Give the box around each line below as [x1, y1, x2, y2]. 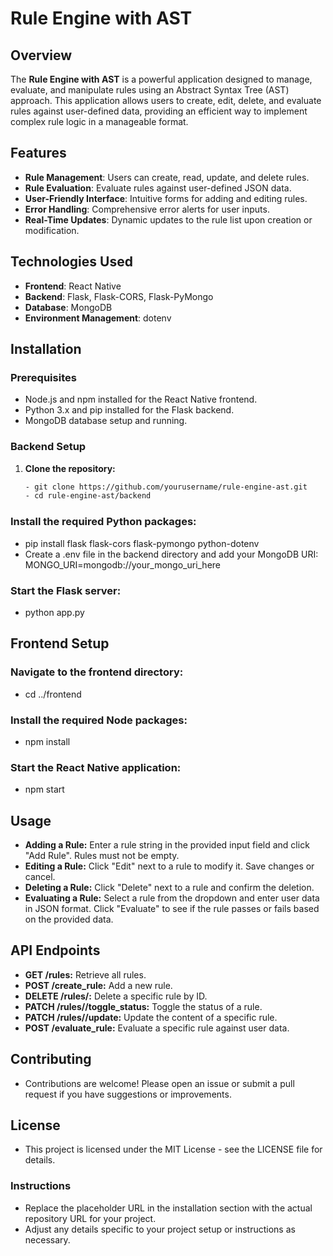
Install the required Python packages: [10, 515, 197, 529]
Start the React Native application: [10, 760, 182, 774]
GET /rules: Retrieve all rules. [24, 968, 147, 981]
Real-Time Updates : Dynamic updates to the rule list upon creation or [24, 213, 313, 226]
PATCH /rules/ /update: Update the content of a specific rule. [24, 1011, 278, 1023]
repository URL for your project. [24, 1212, 157, 1224]
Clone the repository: [24, 462, 116, 474]
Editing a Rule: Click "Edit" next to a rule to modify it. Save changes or [24, 860, 315, 872]
